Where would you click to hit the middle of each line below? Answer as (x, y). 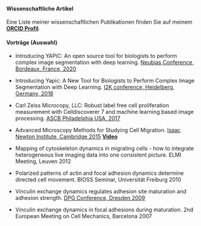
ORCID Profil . (23, 29)
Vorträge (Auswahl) (32, 42)
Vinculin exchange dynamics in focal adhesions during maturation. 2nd (104, 210)
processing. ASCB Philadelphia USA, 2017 (68, 118)
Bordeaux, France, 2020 (46, 69)
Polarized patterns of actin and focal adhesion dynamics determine (99, 173)
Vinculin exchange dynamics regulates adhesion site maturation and (101, 191)
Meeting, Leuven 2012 (43, 161)
